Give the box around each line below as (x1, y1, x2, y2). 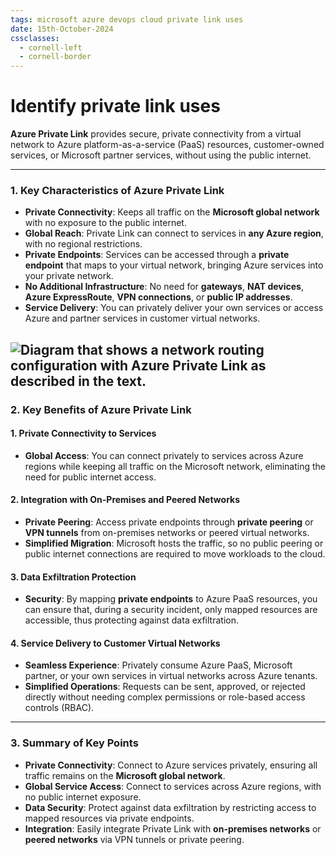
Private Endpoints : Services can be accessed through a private (24, 249, 290, 261)
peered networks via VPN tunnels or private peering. (24, 833, 245, 845)
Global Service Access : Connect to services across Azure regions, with (24, 780, 322, 792)
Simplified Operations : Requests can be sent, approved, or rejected (24, 681, 306, 693)
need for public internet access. (24, 471, 157, 483)
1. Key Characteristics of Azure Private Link (10, 183, 225, 197)
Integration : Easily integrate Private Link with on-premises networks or (24, 822, 322, 835)
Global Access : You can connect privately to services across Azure (24, 449, 304, 461)
